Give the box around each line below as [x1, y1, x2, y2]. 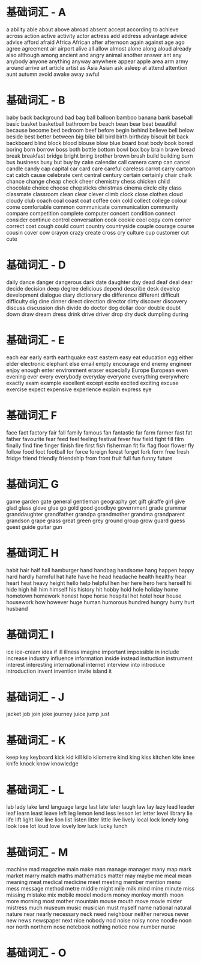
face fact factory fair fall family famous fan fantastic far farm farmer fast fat [6, 428, 193, 436]
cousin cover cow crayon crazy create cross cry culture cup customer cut [6, 229, 189, 236]
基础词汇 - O [6, 946, 67, 960]
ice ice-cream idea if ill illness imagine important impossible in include [6, 648, 179, 655]
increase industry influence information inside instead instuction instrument [6, 654, 193, 662]
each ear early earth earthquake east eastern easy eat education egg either [6, 353, 194, 361]
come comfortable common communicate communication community [6, 203, 179, 211]
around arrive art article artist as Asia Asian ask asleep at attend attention [6, 64, 188, 71]
